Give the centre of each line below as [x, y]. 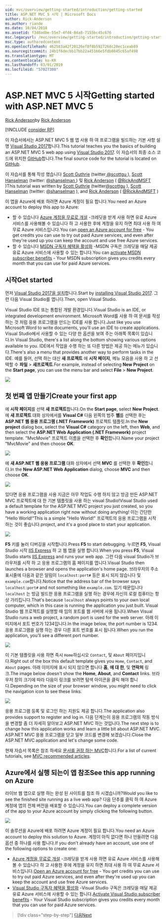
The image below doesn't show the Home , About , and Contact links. [80, 673]
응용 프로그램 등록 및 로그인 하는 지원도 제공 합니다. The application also [75, 711]
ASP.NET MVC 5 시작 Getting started [80, 96]
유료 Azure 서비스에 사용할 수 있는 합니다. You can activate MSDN [77, 252]
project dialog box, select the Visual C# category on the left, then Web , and [83, 427]
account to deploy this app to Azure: [42, 207]
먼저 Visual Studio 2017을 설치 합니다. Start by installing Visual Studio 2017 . [79, 293]
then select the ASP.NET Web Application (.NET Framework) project [76, 432]
